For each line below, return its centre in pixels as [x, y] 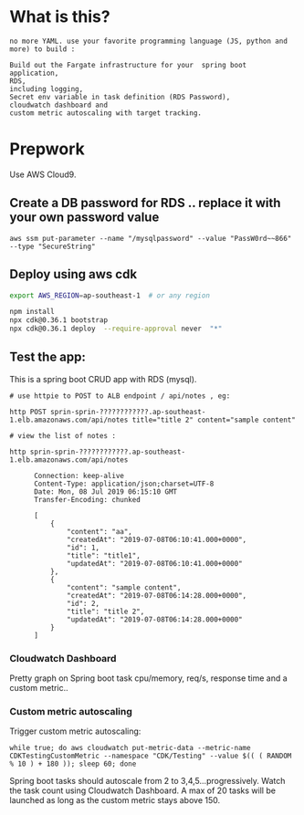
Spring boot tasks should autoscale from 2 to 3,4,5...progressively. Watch [147, 781]
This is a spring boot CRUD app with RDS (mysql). [103, 379]
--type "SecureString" [52, 246]
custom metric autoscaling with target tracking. [106, 113]
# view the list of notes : [63, 435]
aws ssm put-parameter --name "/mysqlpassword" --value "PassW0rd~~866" [151, 238]
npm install [32, 312]
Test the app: [48, 357]
